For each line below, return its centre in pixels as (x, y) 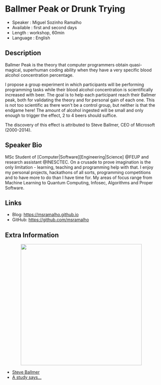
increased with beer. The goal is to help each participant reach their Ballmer (80, 95)
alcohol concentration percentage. (39, 75)
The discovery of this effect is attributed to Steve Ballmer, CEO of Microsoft (80, 125)
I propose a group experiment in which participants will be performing (74, 84)
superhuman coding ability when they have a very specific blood (88, 70)
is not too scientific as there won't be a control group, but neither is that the (80, 105)
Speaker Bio (24, 145)
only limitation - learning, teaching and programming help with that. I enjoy (79, 167)
